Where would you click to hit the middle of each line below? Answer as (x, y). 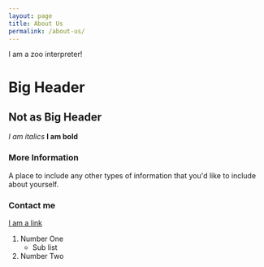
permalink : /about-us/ (47, 31)
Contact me (32, 205)
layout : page (30, 16)
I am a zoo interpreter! (45, 55)
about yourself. (34, 184)
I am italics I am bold (43, 137)
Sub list (45, 247)
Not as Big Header (55, 117)
